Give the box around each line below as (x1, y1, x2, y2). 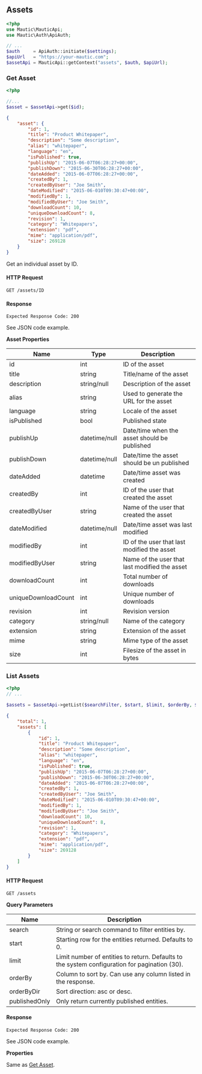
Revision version (123, 607, 170, 616)
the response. (56, 977, 95, 985)
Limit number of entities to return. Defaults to (56, 952, 183, 961)
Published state (123, 417, 167, 425)
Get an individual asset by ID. (6, 260, 78, 267)
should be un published (123, 459, 189, 467)
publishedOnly (9, 997, 50, 1005)
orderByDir (9, 987, 40, 996)
